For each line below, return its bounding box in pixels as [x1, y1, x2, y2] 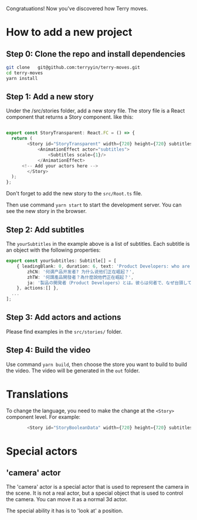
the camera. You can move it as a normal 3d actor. [6, 496, 128, 503]
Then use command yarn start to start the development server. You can [6, 201, 182, 208]
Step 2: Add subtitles [6, 225, 84, 235]
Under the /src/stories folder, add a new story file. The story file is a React [6, 107, 185, 114]
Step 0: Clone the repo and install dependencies [6, 49, 186, 59]
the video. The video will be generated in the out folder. [6, 367, 140, 374]
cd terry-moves [6, 70, 43, 76]
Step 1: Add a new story [6, 92, 94, 102]
